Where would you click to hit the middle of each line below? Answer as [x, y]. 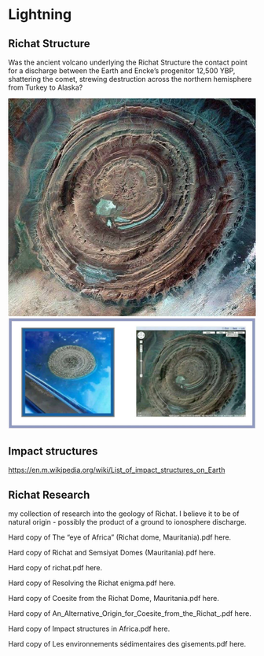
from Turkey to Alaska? [46, 87]
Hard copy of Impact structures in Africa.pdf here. [89, 629]
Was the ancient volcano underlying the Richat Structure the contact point [128, 62]
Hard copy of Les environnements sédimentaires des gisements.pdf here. [127, 644]
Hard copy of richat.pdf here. [55, 568]
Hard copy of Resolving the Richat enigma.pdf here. [92, 583]
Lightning [40, 15]
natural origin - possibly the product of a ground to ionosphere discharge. [127, 522]
